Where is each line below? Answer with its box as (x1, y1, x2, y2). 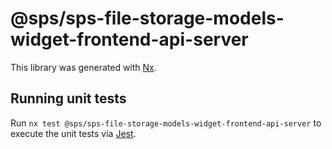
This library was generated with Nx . (10, 61, 157, 73)
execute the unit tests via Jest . (10, 127, 137, 139)
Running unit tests (10, 90, 127, 107)
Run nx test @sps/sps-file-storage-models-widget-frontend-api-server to (10, 117, 322, 129)
